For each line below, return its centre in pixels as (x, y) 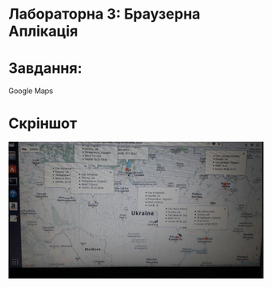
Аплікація (43, 31)
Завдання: (45, 69)
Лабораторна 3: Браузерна (104, 14)
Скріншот (43, 124)
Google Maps (31, 91)
